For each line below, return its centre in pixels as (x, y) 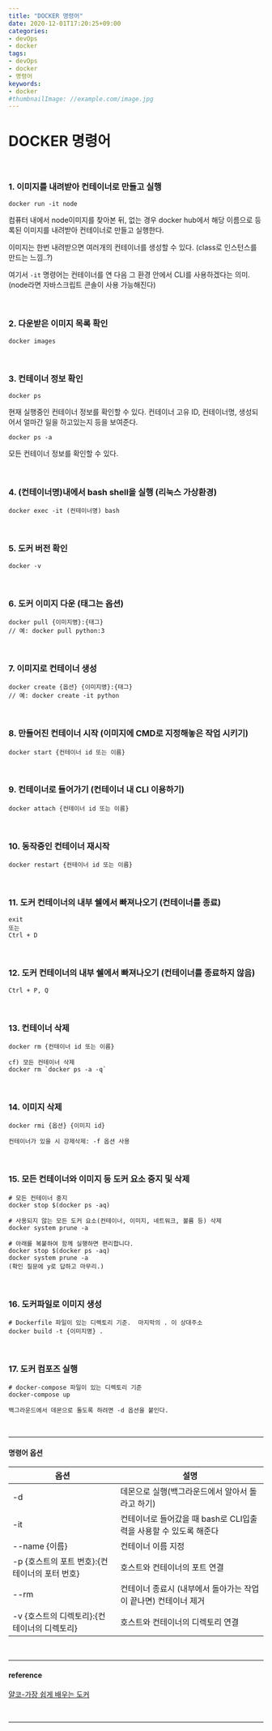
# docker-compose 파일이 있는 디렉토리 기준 (75, 1388)
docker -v (25, 566)
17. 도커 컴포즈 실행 (43, 1369)
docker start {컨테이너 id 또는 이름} (67, 752)
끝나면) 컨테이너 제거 (167, 1601)
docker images (32, 341)
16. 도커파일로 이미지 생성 (55, 1304)
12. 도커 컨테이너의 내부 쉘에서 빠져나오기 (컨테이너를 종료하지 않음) (132, 973)
